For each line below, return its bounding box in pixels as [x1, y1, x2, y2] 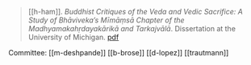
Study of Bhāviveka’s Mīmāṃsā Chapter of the [27, 15, 185, 25]
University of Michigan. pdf [27, 32, 119, 42]
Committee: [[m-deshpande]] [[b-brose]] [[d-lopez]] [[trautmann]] [8, 48, 229, 57]
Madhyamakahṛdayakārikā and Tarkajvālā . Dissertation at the [27, 24, 236, 33]
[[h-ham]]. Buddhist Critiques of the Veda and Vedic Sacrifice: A [27, 7, 244, 16]
